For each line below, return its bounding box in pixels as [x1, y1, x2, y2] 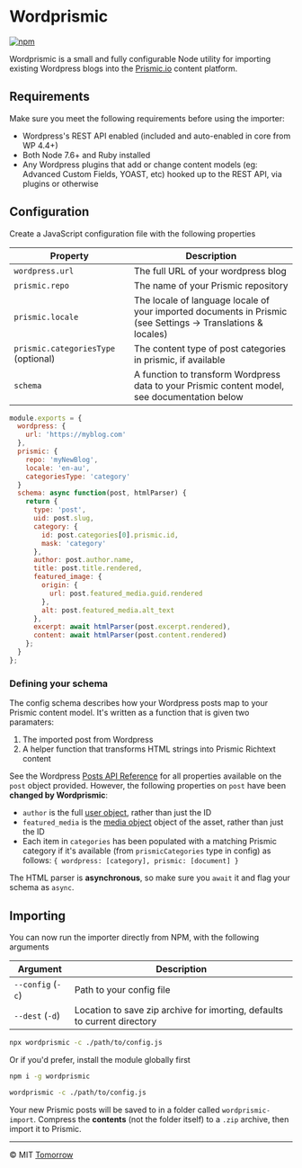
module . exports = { [9, 414, 83, 423]
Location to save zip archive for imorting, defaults [74, 1003, 284, 1016]
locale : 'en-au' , [25, 463, 91, 473]
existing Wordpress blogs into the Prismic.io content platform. [9, 63, 238, 74]
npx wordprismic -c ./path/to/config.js [9, 1038, 164, 1047]
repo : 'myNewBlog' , [25, 455, 99, 464]
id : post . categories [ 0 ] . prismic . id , [41, 531, 179, 539]
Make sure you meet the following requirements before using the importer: [9, 112, 285, 123]
